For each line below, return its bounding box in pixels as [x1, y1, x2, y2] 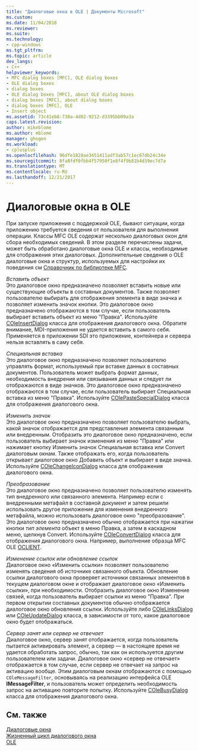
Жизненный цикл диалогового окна [6, 732, 97, 739]
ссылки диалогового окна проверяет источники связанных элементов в [6, 574, 190, 581]
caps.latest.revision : [6, 119, 62, 125]
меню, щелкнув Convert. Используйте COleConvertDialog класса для [6, 531, 181, 538]
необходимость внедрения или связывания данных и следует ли [6, 375, 172, 382]
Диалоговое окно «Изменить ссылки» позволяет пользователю [6, 561, 169, 568]
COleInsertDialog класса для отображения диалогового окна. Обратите [6, 319, 187, 327]
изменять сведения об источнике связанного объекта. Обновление [6, 567, 178, 575]
